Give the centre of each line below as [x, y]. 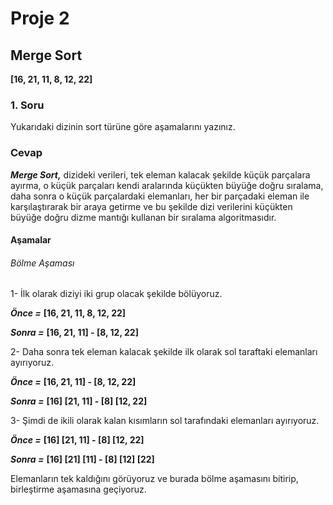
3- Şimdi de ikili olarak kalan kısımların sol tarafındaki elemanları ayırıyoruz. [165, 421]
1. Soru [27, 105]
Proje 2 [40, 18]
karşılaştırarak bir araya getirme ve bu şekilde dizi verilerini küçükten [151, 206]
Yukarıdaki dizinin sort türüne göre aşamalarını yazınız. [123, 127]
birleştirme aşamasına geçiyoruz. [78, 489]
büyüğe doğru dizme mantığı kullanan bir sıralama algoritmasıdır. [143, 217]
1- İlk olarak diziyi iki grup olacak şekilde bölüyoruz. [116, 294]
